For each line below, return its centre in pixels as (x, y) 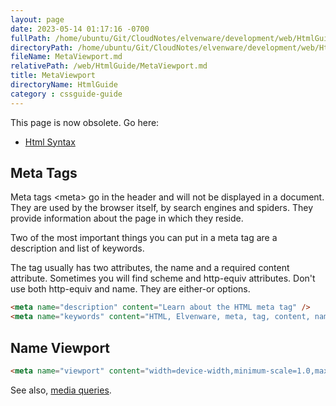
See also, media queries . (61, 390)
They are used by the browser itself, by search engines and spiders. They (162, 208)
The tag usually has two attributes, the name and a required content (150, 268)
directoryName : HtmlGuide (64, 85)
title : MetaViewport (53, 76)
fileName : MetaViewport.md (66, 57)
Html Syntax (50, 142)
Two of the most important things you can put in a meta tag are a (144, 238)
